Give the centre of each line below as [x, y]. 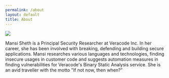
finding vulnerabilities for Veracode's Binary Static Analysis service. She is [83, 65]
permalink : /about [25, 10]
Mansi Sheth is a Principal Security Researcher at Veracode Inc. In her [78, 43]
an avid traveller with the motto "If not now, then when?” [64, 70]
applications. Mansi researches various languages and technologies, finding [85, 54]
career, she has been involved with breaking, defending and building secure [84, 49]
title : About [19, 19]
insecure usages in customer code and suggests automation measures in [82, 59]
